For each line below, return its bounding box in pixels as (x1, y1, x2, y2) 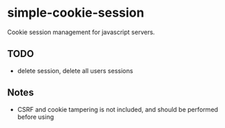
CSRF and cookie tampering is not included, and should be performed (17, 105, 218, 113)
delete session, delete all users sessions (17, 66, 134, 74)
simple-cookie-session (7, 5, 145, 21)
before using (17, 113, 54, 121)
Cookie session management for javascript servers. (7, 28, 155, 36)
